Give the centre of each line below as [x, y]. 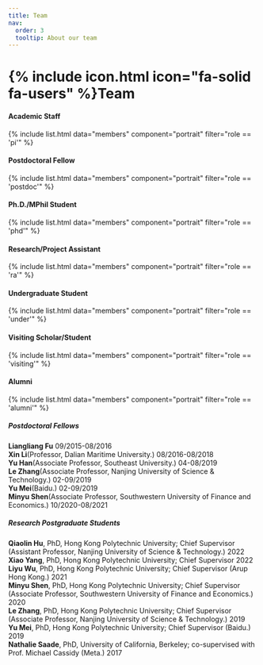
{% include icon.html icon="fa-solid [130, 77]
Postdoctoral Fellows [44, 426]
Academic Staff [34, 117]
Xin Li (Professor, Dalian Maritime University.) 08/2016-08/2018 [111, 454]
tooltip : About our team [56, 38]
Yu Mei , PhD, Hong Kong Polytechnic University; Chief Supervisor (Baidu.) [130, 627]
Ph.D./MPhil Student [42, 205]
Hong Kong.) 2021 [38, 577]
